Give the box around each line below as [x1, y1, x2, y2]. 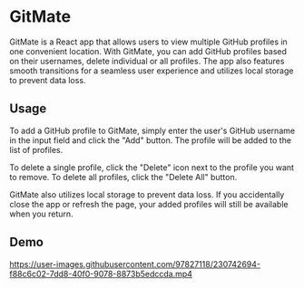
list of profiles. [9, 144, 64, 155]
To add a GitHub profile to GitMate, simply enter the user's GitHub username [9, 125, 296, 136]
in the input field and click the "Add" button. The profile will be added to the [9, 134, 292, 146]
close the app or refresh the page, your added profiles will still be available [9, 198, 289, 209]
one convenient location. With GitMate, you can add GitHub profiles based [9, 45, 288, 56]
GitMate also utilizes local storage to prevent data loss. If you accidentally [9, 188, 285, 200]
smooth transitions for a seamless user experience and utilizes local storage [9, 65, 294, 76]
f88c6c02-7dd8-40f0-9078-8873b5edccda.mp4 [9, 268, 193, 279]
